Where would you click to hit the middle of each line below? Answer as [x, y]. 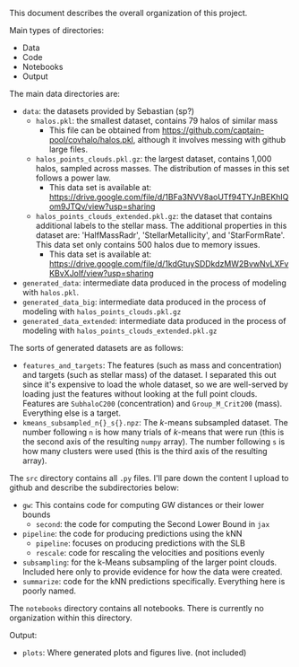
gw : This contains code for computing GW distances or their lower [143, 505]
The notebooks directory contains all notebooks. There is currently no [137, 608]
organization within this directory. [71, 618]
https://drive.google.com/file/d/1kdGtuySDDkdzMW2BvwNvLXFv [169, 263]
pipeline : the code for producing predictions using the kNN [132, 534]
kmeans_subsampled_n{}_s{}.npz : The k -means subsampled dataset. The [155, 422]
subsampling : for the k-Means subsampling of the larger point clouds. [149, 562]
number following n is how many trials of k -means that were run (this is [153, 432]
